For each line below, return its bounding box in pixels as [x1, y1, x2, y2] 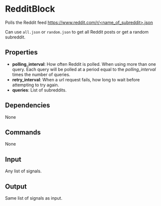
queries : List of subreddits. [12, 87, 67, 93]
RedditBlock [5, 3, 55, 15]
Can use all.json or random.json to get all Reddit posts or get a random [5, 29, 149, 35]
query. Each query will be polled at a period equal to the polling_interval [12, 66, 156, 72]
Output [5, 182, 27, 190]
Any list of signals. [5, 168, 42, 174]
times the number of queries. [12, 72, 71, 77]
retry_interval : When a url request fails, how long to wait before [12, 76, 140, 82]
